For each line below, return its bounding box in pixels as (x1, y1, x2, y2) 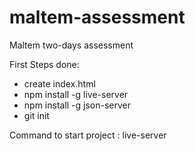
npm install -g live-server (23, 88, 129, 100)
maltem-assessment (9, 6, 186, 29)
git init (23, 109, 50, 121)
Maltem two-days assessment (9, 39, 134, 51)
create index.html (23, 77, 96, 90)
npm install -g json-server (23, 99, 132, 111)
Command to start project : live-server (9, 129, 167, 141)
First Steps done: (9, 58, 80, 70)
